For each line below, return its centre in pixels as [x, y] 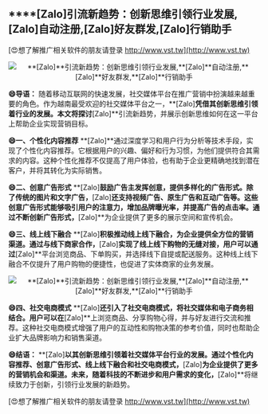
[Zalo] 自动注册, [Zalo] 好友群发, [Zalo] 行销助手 [120, 29]
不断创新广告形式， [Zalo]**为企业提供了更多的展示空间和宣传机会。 [126, 217]
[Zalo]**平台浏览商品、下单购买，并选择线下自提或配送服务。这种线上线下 [137, 254]
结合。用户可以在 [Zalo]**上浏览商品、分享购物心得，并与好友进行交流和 [126, 318]
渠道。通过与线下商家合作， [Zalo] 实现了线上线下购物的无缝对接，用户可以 [130, 244]
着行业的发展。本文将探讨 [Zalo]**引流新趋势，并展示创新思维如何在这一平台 [133, 113]
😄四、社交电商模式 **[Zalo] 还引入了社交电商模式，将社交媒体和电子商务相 [131, 307]
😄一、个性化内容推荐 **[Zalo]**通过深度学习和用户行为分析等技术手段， [128, 140]
